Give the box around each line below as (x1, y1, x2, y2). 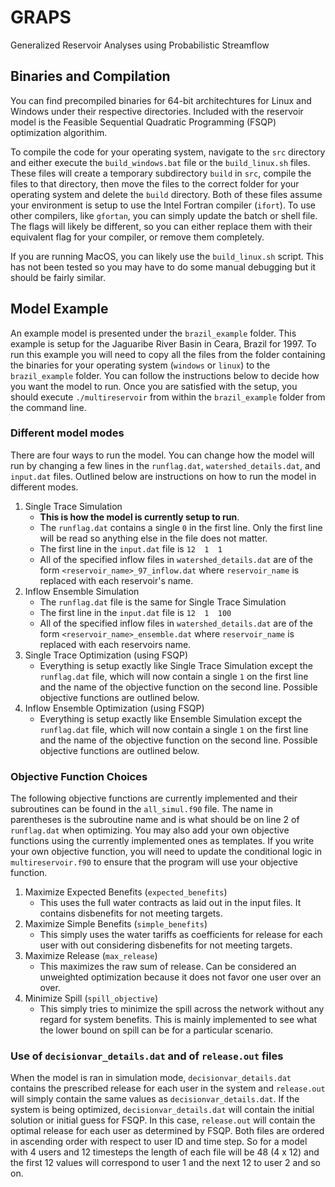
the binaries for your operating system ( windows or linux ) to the (10, 359, 271, 371)
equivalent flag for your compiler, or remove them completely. (10, 231, 265, 243)
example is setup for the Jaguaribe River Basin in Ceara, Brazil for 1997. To (10, 337, 317, 350)
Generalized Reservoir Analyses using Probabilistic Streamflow (10, 39, 270, 51)
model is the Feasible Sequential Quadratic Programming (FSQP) (10, 116, 277, 128)
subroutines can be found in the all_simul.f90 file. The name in (10, 803, 274, 815)
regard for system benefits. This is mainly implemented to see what (39, 1014, 318, 1026)
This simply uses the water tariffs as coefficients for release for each (39, 929, 323, 941)
